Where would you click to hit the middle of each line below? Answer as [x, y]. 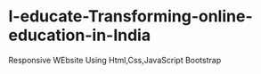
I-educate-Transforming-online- [130, 16]
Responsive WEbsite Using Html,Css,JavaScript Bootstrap [115, 60]
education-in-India [80, 35]
